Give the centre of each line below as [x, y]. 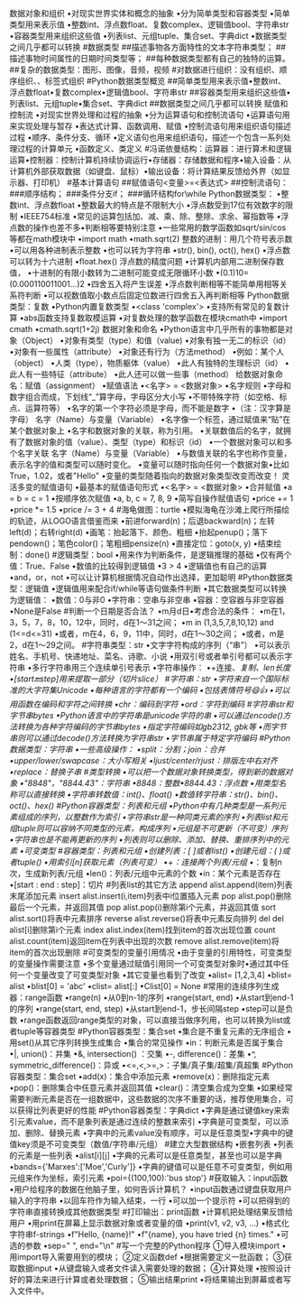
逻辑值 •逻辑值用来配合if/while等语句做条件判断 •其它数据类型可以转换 [156, 588]
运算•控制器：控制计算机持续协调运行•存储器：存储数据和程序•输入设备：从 [150, 160]
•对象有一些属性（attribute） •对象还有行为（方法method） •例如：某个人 [147, 351]
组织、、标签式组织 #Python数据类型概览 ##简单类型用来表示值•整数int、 [151, 81]
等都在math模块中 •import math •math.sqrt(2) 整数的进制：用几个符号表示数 [151, 239]
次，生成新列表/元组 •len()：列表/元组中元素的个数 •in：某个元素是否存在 [145, 873]
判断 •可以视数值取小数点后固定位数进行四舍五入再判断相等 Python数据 [157, 295]
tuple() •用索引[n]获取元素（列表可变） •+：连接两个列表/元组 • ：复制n [149, 862]
